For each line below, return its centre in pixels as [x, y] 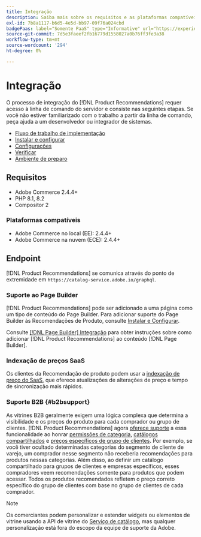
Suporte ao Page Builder [42, 295]
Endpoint [23, 259]
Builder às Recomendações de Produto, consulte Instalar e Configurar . [93, 320]
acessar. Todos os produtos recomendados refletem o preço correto [91, 479]
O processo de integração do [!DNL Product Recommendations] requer [94, 102]
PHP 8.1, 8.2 [30, 198]
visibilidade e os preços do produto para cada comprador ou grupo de [93, 421]
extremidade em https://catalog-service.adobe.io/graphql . [81, 279]
